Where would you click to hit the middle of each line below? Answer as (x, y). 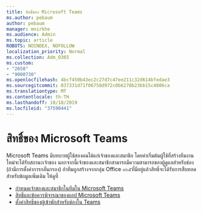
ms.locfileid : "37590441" (39, 108)
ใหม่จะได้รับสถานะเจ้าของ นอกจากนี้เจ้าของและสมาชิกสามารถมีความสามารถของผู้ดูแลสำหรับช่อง (100, 163)
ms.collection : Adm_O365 (38, 57)
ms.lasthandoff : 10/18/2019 (42, 102)
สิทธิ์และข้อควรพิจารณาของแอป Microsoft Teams (68, 195)
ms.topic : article (30, 40)
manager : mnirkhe (28, 29)
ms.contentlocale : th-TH (38, 97)
